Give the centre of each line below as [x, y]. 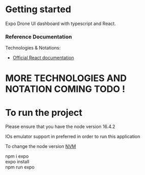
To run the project [44, 112]
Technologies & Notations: [33, 48]
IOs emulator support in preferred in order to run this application [73, 137]
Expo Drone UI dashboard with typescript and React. [61, 23]
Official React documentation [43, 58]
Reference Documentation [39, 37]
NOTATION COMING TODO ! [65, 89]
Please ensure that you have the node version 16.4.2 [61, 127]
